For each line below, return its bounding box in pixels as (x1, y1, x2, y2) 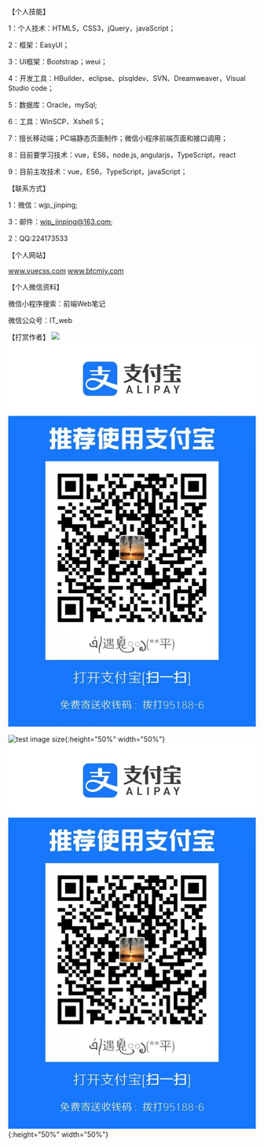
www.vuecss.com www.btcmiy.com (8, 266, 124, 275)
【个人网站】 (8, 251, 49, 259)
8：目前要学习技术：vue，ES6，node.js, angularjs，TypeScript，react (8, 150, 236, 159)
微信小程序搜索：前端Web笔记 (8, 299, 106, 308)
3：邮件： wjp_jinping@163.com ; (8, 217, 113, 226)
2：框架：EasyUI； (8, 40, 70, 49)
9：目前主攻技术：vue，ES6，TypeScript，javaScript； (8, 167, 188, 176)
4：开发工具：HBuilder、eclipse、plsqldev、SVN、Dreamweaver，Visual (8, 74, 246, 82)
